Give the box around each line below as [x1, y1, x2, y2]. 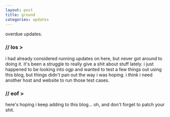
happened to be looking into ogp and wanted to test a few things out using [5, 66, 162, 72]
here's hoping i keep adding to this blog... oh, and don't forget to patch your [5, 101, 165, 107]
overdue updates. [5, 31, 42, 37]
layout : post [5, 7, 33, 13]
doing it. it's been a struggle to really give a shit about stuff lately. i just [5, 61, 154, 67]
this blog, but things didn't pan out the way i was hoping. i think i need [5, 72, 153, 78]
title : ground [5, 12, 36, 17]
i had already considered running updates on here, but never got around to [5, 55, 162, 61]
